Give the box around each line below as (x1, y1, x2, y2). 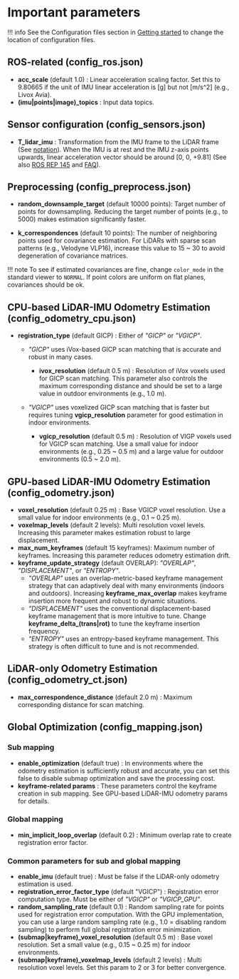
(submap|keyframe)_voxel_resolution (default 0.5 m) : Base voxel (17, 933, 213, 942)
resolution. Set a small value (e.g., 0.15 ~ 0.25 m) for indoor (17, 940, 191, 949)
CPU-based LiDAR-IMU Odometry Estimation (7, 301, 211, 313)
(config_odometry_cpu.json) (7, 312, 137, 325)
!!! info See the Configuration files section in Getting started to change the (7, 28, 224, 36)
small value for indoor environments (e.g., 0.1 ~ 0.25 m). (17, 513, 181, 522)
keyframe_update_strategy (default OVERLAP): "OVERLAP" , (17, 559, 196, 567)
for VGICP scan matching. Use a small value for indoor (38, 440, 198, 448)
